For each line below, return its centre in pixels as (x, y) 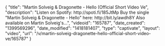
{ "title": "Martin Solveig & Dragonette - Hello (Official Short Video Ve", (77, 7)
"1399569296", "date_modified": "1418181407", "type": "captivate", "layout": (82, 28)
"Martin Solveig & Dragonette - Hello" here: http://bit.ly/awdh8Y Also (75, 18)
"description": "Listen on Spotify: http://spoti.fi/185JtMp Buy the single (77, 12)
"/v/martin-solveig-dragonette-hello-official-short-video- (93, 33)
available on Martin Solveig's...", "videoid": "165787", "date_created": (75, 23)
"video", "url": (19, 33)
